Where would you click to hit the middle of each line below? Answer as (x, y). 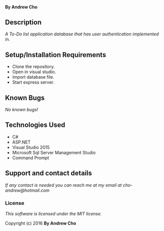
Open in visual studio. (34, 72)
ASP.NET (21, 142)
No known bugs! (22, 110)
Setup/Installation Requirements (56, 55)
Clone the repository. (33, 67)
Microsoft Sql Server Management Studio (54, 152)
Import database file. (33, 77)
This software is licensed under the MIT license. (53, 213)
